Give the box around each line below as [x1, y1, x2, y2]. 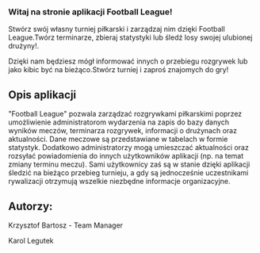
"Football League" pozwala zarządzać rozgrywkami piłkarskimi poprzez [8, 109, 243, 119]
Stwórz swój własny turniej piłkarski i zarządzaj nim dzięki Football [8, 25, 226, 34]
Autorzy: [8, 199, 53, 213]
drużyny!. [8, 41, 40, 51]
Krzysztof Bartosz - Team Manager [8, 220, 124, 230]
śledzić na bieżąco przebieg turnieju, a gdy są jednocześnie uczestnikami [8, 168, 249, 178]
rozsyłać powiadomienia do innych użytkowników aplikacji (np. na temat [8, 151, 244, 161]
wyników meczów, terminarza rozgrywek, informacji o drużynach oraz [8, 126, 238, 136]
